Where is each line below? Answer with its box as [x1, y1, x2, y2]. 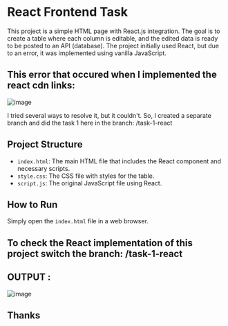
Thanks [7, 309, 41, 321]
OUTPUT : [7, 272, 51, 283]
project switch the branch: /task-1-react [7, 247, 183, 259]
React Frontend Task [7, 4, 129, 20]
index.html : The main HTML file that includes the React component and [17, 156, 222, 165]
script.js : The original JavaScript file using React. [17, 179, 162, 187]
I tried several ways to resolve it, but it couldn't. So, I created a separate [7, 111, 212, 119]
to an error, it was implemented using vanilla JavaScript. [7, 49, 167, 57]
